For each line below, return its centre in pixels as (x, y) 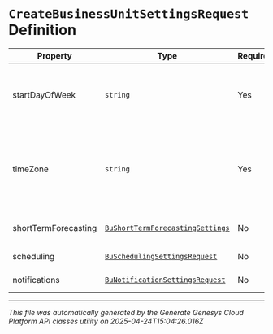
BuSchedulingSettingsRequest (161, 256)
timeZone (30, 169)
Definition (43, 30)
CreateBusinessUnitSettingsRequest (129, 14)
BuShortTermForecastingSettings (167, 228)
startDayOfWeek (44, 94)
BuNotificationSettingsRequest (165, 280)
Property (55, 55)
